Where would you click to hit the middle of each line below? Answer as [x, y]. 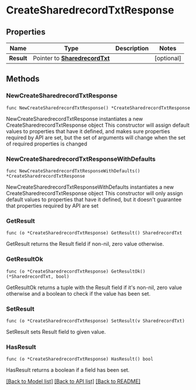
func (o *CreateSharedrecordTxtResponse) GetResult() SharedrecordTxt [94, 233]
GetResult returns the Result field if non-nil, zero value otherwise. [85, 244]
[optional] [168, 58]
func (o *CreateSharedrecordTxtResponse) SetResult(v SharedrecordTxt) [95, 321]
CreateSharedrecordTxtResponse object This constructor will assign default [98, 125]
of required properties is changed [47, 144]
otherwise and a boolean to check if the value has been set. [78, 293]
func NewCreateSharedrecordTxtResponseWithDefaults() [73, 171]
